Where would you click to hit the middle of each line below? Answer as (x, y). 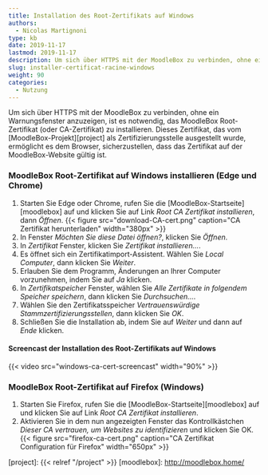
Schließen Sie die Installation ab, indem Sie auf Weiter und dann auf (131, 322)
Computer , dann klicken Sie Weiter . (78, 262)
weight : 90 (26, 75)
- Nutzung (32, 90)
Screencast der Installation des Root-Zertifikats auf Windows (112, 349)
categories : (28, 82)
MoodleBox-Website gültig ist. (58, 155)
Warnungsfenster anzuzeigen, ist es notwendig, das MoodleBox (113, 121)
